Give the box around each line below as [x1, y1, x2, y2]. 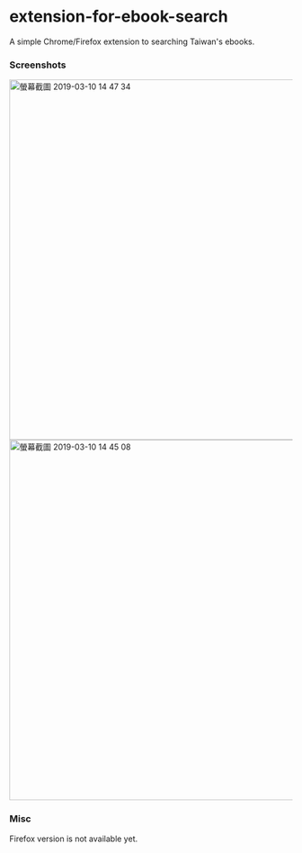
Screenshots [9, 59, 67, 71]
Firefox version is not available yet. [9, 833, 138, 844]
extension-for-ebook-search [9, 6, 228, 27]
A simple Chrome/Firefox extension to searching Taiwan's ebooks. [9, 36, 255, 47]
